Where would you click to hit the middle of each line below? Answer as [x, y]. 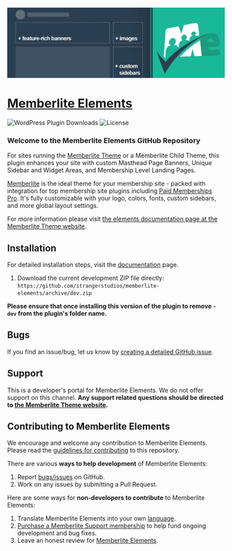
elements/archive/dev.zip [54, 293]
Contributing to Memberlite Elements [89, 426]
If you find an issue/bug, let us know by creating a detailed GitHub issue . [110, 351]
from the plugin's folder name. [62, 313]
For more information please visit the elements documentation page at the [113, 219]
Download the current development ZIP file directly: [90, 278]
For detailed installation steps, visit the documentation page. [93, 264]
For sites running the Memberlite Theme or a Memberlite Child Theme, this [113, 155]
